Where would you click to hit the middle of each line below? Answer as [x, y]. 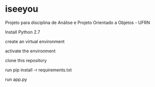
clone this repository [26, 60]
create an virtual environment [35, 41]
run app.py [16, 79]
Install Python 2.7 [23, 32]
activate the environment [30, 51]
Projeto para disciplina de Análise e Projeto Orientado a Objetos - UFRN [77, 22]
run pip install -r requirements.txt [39, 70]
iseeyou [22, 9]
